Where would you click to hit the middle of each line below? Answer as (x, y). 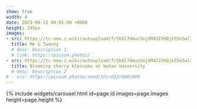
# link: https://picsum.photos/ (51, 55)
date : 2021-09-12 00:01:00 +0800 (47, 22)
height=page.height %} (34, 100)
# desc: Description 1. (40, 50)
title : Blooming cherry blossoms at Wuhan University (78, 66)
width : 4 (17, 17)
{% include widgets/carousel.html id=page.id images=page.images (87, 94)
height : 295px (23, 28)
